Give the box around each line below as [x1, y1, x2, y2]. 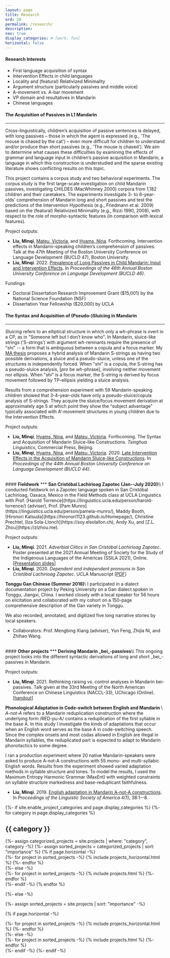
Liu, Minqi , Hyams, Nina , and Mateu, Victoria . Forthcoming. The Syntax [12, 434, 161, 440]
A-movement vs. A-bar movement [12, 89, 83, 95]
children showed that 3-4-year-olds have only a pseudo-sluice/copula [5, 392, 152, 399]
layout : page [5, 7, 33, 13]
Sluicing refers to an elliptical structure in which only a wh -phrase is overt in [5, 329, 164, 335]
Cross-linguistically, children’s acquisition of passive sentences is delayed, [5, 127, 161, 134]
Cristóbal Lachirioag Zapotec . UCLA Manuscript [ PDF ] [12, 571, 127, 577]
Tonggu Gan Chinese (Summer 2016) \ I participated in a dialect [5, 581, 139, 587]
